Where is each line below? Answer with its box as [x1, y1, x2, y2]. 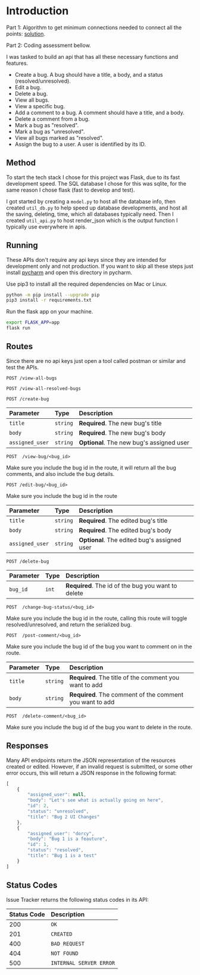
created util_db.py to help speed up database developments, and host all [6, 204, 187, 211]
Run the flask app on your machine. [6, 308, 93, 315]
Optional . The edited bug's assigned [79, 535, 182, 544]
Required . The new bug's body [79, 428, 166, 437]
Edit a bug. [14, 83, 42, 90]
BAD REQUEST [51, 940, 85, 947]
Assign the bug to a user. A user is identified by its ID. [14, 140, 146, 148]
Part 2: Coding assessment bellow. [6, 42, 91, 49]
